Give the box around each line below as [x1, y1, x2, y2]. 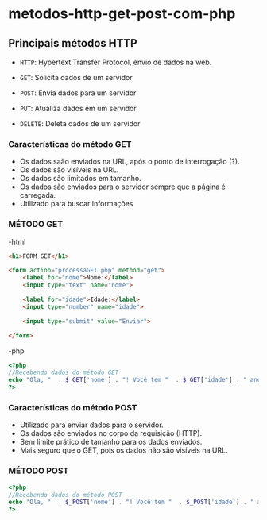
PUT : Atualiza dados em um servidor [19, 104, 137, 113]
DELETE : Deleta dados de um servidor [19, 119, 141, 128]
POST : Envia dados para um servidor [19, 88, 137, 98]
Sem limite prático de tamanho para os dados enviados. [19, 437, 203, 447]
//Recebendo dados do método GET [8, 368, 119, 377]
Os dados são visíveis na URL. [19, 165, 119, 175]
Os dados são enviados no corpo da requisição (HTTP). [19, 429, 203, 438]
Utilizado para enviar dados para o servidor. [19, 420, 164, 429]
